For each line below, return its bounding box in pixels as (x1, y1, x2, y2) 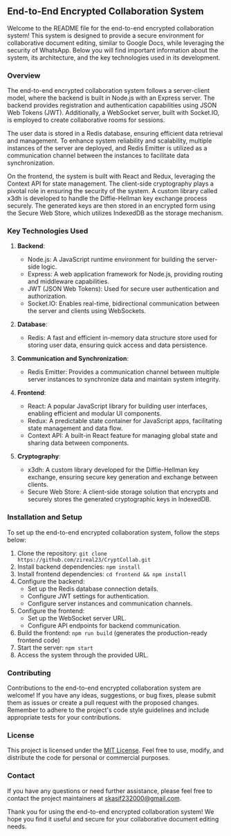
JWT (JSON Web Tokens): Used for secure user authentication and (27, 285, 219, 293)
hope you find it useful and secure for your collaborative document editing (7, 815, 219, 823)
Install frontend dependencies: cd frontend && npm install (17, 569, 187, 578)
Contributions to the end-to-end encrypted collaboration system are (7, 684, 202, 692)
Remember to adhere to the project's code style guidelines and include (7, 706, 210, 714)
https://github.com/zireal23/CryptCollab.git (17, 556, 151, 563)
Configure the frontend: (17, 606, 85, 615)
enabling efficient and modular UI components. (27, 409, 162, 418)
